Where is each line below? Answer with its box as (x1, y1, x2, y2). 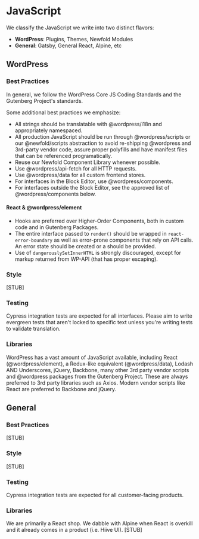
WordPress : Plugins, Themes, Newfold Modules (14, 35, 133, 42)
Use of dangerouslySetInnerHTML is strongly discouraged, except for (14, 249, 182, 256)
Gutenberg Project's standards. (6, 97, 83, 104)
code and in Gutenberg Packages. (14, 223, 99, 231)
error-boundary (14, 237, 53, 243)
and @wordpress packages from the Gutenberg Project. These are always (6, 373, 188, 380)
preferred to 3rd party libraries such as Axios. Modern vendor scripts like (6, 379, 186, 386)
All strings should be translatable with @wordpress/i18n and (14, 120, 162, 127)
